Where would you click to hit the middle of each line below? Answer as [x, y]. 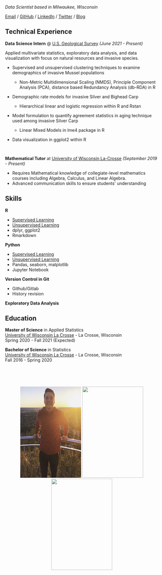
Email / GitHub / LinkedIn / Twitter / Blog [45, 16]
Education [21, 318]
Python [13, 245]
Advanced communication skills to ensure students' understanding [79, 183]
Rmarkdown [24, 235]
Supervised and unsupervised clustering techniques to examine [76, 67]
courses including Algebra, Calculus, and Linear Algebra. [69, 178]
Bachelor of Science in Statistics [38, 350]
